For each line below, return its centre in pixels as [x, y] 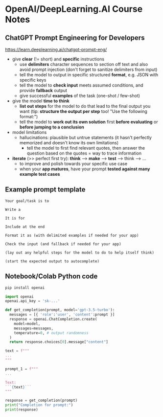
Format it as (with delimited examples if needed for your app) [72, 235]
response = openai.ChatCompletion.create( [53, 319]
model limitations [29, 132]
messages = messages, [34, 328]
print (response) [22, 410]
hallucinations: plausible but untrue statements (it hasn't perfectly [85, 137]
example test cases [40, 174]
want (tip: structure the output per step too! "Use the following [83, 111]
